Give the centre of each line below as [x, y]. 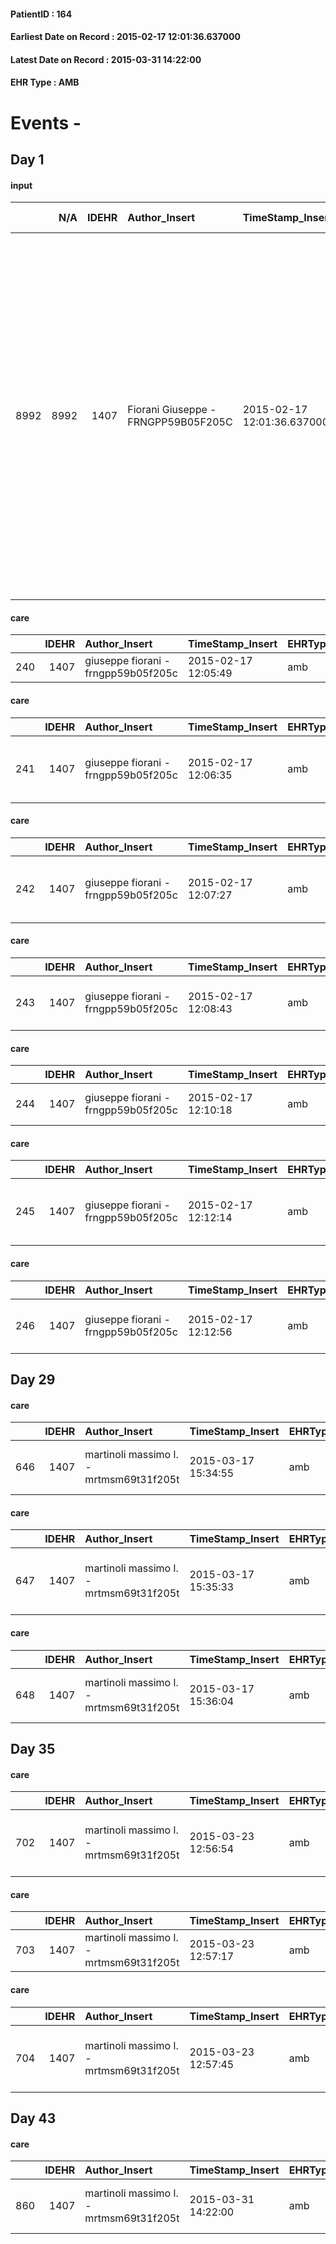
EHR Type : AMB [45, 82]
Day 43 [33, 2118]
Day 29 [33, 1379]
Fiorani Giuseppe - [172, 410]
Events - [46, 122]
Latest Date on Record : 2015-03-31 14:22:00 [106, 59]
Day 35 [33, 1748]
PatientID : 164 [41, 14]
